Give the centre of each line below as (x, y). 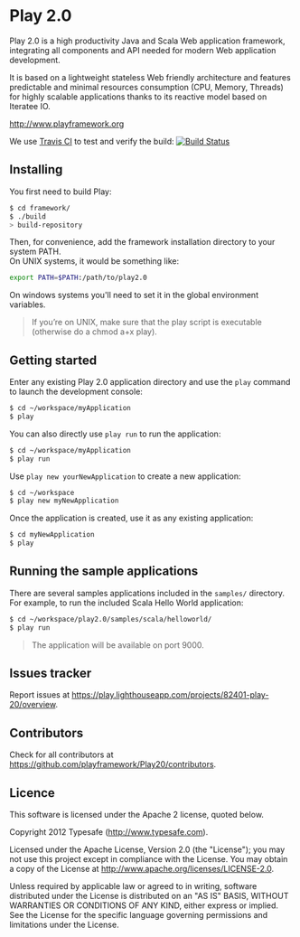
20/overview (33, 705)
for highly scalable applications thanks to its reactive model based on (138, 97)
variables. (28, 305)
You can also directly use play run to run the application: (115, 434)
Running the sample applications (104, 572)
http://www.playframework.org (67, 124)
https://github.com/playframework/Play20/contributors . (113, 764)
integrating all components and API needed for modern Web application (143, 50)
